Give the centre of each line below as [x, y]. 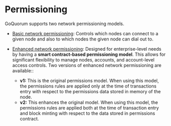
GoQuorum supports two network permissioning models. [65, 24]
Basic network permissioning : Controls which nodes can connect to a [85, 33]
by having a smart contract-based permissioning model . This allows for [89, 54]
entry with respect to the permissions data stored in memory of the [90, 91]
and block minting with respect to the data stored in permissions [87, 113]
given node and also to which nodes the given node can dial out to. [83, 39]
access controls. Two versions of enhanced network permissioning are [87, 65]
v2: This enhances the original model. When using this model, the [89, 102]
